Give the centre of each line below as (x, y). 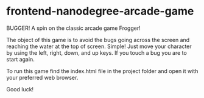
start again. (20, 59)
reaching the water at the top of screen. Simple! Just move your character (99, 46)
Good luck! (20, 89)
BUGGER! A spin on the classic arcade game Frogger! (74, 28)
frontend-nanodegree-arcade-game (100, 11)
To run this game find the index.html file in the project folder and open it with (102, 71)
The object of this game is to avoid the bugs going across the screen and (98, 40)
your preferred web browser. (42, 77)
